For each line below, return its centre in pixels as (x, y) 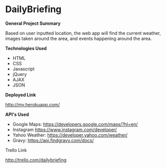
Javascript (24, 69)
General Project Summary (33, 23)
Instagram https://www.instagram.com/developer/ (65, 130)
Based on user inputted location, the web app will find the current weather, (83, 33)
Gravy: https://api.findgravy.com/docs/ (53, 140)
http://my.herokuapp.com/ (33, 104)
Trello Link (16, 150)
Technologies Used (26, 48)
